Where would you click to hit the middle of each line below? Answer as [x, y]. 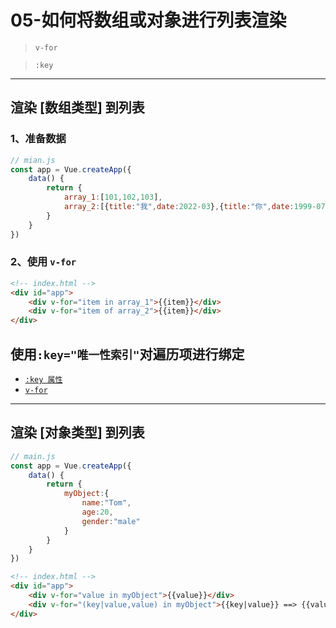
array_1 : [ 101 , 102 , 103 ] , [113, 197]
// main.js [33, 456]
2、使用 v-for [43, 262]
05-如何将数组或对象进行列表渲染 [148, 20]
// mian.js [33, 160]
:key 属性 [43, 379]
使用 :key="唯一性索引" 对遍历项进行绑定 [127, 354]
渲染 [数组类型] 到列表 [77, 107]
